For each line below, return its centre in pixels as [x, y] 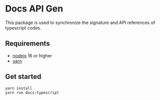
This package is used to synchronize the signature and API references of [80, 22]
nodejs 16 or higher [32, 55]
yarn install [19, 88]
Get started [23, 77]
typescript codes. [23, 27]
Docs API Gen [34, 9]
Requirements [27, 44]
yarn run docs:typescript [32, 92]
